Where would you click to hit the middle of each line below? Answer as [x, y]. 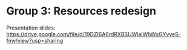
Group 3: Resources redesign [81, 11]
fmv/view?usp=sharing [35, 40]
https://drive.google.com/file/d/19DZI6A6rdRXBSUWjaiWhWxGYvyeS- [94, 34]
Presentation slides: [31, 28]
